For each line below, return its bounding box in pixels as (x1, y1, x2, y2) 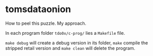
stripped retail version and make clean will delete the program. (5, 45, 135, 51)
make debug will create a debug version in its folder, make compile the (5, 39, 148, 46)
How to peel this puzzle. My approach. (5, 20, 87, 26)
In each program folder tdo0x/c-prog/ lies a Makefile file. (5, 30, 125, 36)
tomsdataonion (5, 4, 71, 15)
